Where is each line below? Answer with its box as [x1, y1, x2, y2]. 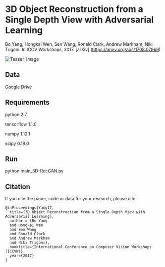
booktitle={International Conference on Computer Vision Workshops [9, 245, 152, 250]
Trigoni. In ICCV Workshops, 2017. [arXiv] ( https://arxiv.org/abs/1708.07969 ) [5, 46, 161, 52]
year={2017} [9, 253, 35, 259]
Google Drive [5, 84, 32, 90]
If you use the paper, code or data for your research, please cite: [5, 196, 137, 202]
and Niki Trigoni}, [9, 240, 50, 245]
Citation [5, 182, 31, 191]
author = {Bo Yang [9, 218, 48, 224]
